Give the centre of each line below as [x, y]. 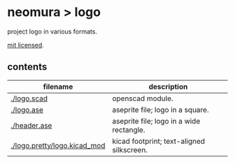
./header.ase [31, 125]
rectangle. [128, 130]
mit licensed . [26, 45]
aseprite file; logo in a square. [160, 110]
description [168, 87]
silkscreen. [130, 149]
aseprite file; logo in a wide [156, 121]
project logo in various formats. [52, 31]
